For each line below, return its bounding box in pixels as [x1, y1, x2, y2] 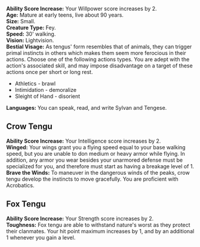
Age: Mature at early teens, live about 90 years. [6, 11, 124, 18]
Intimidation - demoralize [14, 87, 76, 93]
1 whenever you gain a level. [6, 234, 76, 241]
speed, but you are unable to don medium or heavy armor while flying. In [6, 150, 185, 157]
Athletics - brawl [14, 80, 56, 87]
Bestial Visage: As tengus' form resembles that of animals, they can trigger [6, 43, 192, 50]
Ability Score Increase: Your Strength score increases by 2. [6, 215, 154, 222]
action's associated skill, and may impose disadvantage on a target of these [6, 62, 193, 69]
